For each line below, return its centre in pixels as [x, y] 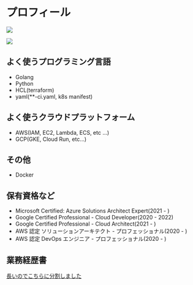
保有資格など [31, 196]
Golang [24, 77]
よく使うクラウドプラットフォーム [71, 117]
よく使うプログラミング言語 [59, 62]
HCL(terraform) [35, 90]
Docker [25, 175]
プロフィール [39, 13]
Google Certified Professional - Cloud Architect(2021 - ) [85, 224]
